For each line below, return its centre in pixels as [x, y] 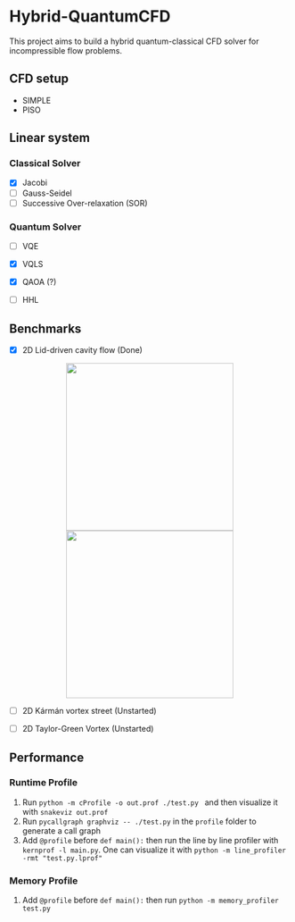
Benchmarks [45, 328]
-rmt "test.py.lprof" [62, 858]
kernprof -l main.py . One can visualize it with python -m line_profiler [154, 850]
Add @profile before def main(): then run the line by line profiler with [150, 840]
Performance [47, 757]
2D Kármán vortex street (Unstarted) [90, 711]
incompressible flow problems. [66, 50]
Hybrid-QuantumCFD [90, 17]
